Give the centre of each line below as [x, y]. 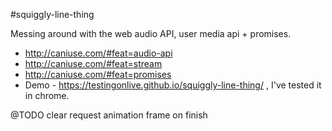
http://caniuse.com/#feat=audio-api [98, 53]
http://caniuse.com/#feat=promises [98, 74]
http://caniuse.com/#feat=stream [93, 63]
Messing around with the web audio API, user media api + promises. [151, 33]
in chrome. [47, 95]
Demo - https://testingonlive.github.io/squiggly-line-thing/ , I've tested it [173, 85]
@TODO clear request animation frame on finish [109, 115]
